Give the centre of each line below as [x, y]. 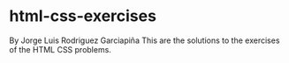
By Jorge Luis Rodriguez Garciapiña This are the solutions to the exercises [144, 40]
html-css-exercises [83, 16]
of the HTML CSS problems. [61, 49]
